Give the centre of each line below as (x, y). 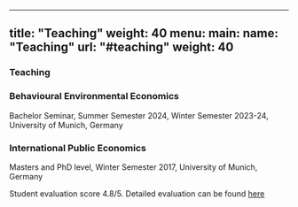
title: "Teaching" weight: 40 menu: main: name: (144, 33)
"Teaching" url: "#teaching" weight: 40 (122, 47)
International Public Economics (78, 148)
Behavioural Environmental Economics (94, 96)
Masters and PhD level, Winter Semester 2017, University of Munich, (133, 167)
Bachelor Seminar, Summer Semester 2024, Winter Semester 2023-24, (139, 115)
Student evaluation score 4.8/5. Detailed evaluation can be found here (137, 193)
